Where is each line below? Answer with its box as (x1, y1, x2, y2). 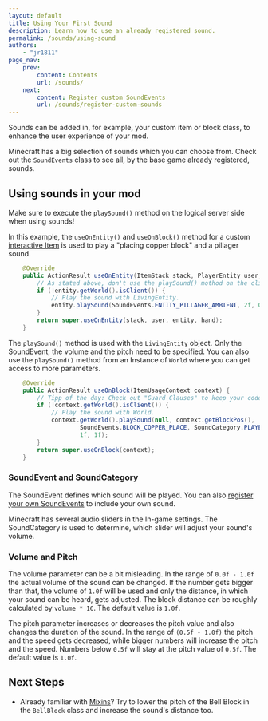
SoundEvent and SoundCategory (8, 472, 139, 483)
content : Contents (37, 71, 98, 79)
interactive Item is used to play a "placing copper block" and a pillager (8, 240, 239, 250)
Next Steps (8, 675, 65, 689)
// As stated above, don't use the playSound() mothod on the (37, 279, 248, 287)
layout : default (8, 11, 62, 20)
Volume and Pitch (8, 551, 78, 562)
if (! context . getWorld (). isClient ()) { (37, 401, 170, 410)
